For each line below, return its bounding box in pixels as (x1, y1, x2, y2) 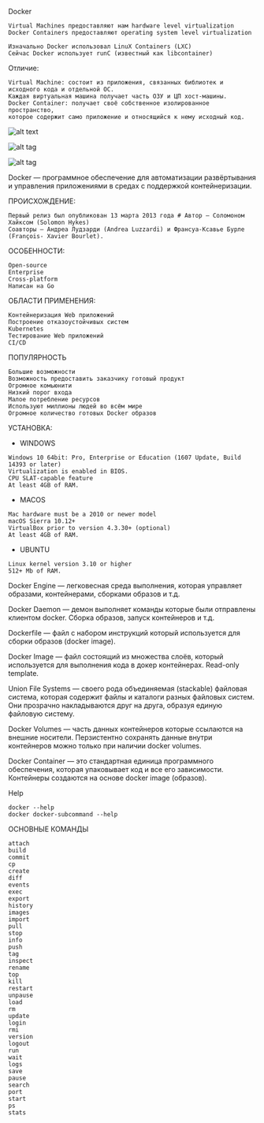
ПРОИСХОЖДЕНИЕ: (8, 196, 76, 206)
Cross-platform (8, 275, 58, 283)
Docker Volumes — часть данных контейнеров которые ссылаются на (8, 725, 244, 733)
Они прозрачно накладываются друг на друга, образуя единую (8, 701, 223, 710)
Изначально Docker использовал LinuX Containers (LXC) (8, 43, 192, 50)
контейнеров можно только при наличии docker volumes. (8, 741, 203, 750)
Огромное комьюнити (8, 382, 73, 390)
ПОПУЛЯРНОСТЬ (8, 353, 67, 362)
